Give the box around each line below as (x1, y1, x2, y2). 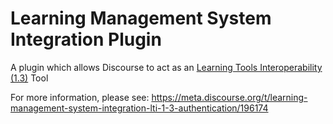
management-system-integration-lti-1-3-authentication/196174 (10, 102, 269, 114)
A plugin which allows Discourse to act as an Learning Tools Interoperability (10, 61, 323, 73)
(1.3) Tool (10, 72, 49, 84)
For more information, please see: (10, 91, 150, 103)
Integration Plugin (10, 28, 162, 51)
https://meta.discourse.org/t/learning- (151, 91, 308, 103)
